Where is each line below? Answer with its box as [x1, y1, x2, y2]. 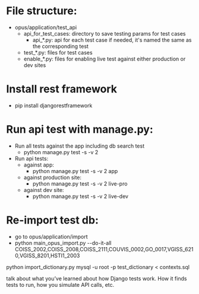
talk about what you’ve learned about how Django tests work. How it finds [6, 274, 187, 282]
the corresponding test [32, 43, 89, 50]
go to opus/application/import [14, 233, 88, 240]
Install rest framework [6, 82, 118, 96]
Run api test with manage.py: [6, 123, 153, 136]
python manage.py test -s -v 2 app [32, 167, 118, 174]
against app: [23, 161, 55, 168]
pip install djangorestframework [14, 102, 93, 109]
